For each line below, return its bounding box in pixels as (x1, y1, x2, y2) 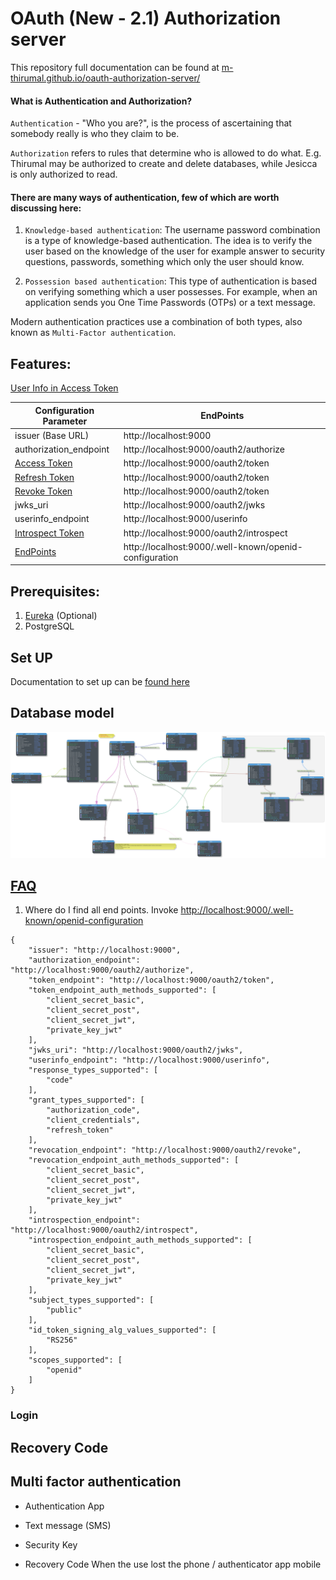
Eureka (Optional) (24, 610, 98, 622)
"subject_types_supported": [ (28, 1295, 155, 1306)
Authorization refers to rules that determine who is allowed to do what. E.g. (10, 147, 322, 159)
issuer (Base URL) (14, 429, 90, 441)
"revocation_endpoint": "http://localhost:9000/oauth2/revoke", (28, 1145, 302, 1156)
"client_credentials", (46, 1115, 141, 1126)
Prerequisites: (10, 583, 100, 600)
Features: (10, 355, 72, 372)
